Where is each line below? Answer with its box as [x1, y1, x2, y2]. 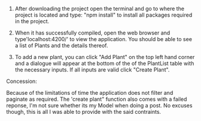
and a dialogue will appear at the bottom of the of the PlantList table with [14, 60, 194, 67]
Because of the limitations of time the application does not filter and [6, 89, 173, 96]
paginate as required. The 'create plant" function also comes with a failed [6, 95, 187, 103]
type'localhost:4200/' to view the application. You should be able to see [14, 36, 193, 42]
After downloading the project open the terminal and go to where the [14, 5, 184, 12]
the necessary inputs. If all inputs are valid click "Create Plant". [14, 66, 170, 73]
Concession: [6, 77, 37, 85]
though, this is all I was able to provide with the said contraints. [6, 108, 162, 115]
